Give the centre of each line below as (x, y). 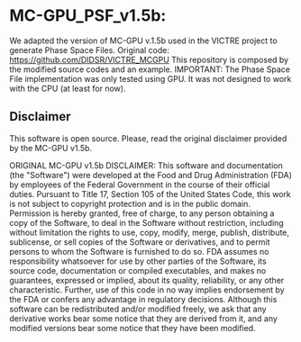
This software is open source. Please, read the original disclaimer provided (148, 138)
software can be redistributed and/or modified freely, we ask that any (138, 309)
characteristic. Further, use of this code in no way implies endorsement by (147, 290)
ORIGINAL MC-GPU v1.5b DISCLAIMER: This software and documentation (146, 165)
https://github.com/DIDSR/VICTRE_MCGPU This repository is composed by (149, 59)
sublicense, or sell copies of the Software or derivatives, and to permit (140, 242)
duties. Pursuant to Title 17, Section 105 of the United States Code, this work (150, 193)
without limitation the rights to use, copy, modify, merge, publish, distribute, (150, 232)
